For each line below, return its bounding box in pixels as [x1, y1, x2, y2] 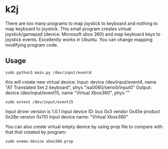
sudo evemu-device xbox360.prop [5, 138, 73, 144]
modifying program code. [5, 42, 58, 48]
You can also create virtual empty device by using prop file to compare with [5, 123, 163, 130]
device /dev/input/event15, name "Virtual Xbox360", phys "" [5, 90, 130, 96]
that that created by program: [5, 129, 67, 135]
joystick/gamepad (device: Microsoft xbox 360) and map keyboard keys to [5, 31, 161, 37]
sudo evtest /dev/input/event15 [5, 99, 73, 104]
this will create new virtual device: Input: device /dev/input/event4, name [5, 79, 157, 85]
